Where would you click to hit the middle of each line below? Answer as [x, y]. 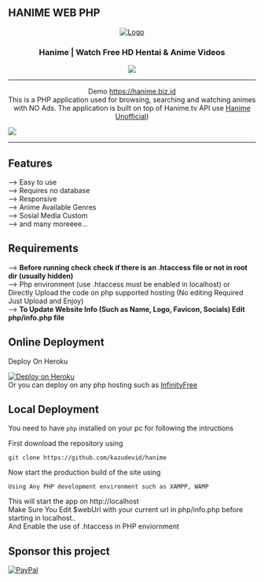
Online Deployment [56, 342]
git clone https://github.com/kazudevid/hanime [88, 458]
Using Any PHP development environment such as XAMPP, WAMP [109, 487]
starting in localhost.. [42, 518]
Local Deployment [54, 409]
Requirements [43, 249]
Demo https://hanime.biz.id [132, 92]
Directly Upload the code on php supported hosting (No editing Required [126, 292]
